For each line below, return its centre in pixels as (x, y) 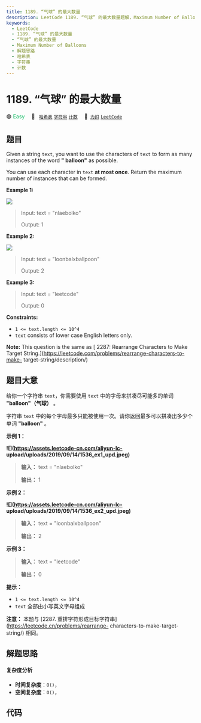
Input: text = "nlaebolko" (51, 213)
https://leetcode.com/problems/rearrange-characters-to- (114, 353)
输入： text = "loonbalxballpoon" (61, 523)
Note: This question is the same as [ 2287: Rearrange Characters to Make (97, 347)
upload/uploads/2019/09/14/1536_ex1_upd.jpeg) (68, 455)
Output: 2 (33, 271)
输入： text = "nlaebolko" (52, 467)
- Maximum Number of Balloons (49, 46)
